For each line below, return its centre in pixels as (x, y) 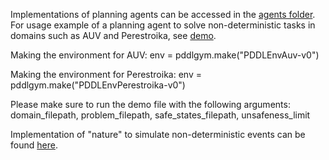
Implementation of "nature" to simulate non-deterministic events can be (158, 134)
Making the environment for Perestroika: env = (106, 74)
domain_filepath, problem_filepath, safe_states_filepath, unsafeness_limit (160, 115)
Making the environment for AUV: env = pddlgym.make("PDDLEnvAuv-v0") (165, 55)
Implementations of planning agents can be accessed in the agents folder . (163, 14)
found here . (34, 145)
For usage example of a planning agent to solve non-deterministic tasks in (163, 25)
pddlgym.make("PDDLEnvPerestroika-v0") (98, 85)
